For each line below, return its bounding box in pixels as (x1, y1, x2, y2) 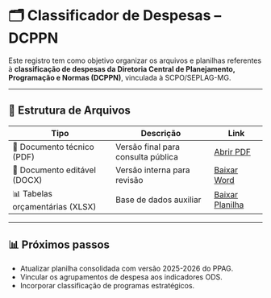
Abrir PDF (214, 146, 252, 157)
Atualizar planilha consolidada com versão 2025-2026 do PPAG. (19, 263, 234, 273)
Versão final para (115, 141, 180, 152)
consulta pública (115, 151, 179, 162)
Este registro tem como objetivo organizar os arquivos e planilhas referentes (8, 56, 262, 65)
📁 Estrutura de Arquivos (8, 104, 131, 118)
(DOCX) (12, 174, 43, 185)
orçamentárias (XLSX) (12, 201, 97, 212)
